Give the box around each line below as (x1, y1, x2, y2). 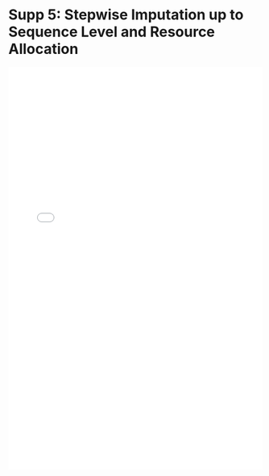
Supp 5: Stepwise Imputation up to (8, 6, 244, 24)
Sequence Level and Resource (8, 23, 216, 41)
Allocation (8, 40, 79, 58)
